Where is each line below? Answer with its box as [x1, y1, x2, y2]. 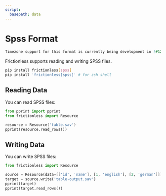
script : [5, 7, 21, 12]
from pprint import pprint [5, 109, 61, 114]
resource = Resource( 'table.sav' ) [5, 122, 77, 127]
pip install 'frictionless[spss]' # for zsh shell [5, 73, 112, 78]
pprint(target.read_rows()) [5, 186, 63, 191]
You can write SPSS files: [5, 154, 57, 159]
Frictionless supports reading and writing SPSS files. [5, 58, 112, 64]
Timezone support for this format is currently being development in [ [5, 49, 156, 54]
